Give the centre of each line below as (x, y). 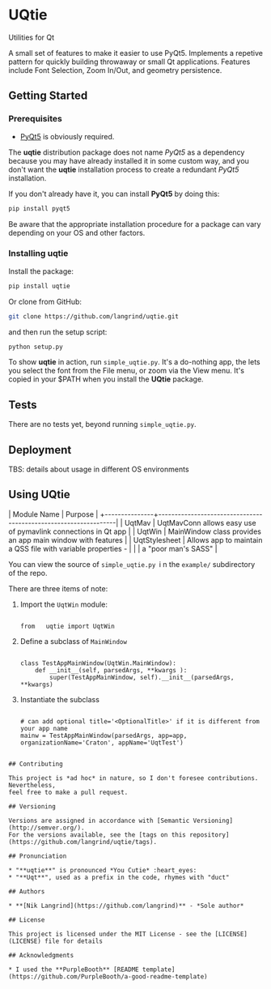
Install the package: (41, 271)
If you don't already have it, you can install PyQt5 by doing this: (114, 194)
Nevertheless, (32, 785)
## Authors (27, 891)
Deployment (40, 450)
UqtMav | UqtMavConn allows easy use (190, 522)
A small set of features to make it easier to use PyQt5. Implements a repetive (135, 53)
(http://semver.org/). (47, 828)
